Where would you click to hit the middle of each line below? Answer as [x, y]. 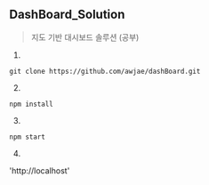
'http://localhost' [40, 170]
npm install [31, 104]
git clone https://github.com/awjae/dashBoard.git [105, 71]
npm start [28, 137]
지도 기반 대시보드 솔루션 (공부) [85, 37]
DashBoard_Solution [67, 15]
